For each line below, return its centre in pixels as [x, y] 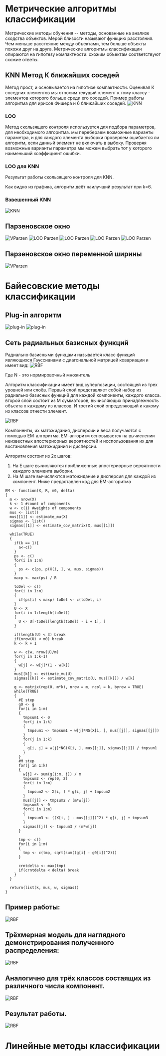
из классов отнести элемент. [36, 411]
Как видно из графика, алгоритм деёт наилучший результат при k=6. [79, 187]
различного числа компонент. [55, 986]
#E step [26, 700]
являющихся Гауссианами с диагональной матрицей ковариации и [77, 360]
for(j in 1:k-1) [31, 657]
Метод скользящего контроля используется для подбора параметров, [81, 127]
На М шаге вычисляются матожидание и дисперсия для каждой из [84, 476]
